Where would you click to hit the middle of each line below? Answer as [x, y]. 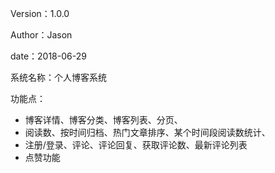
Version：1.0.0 [40, 13]
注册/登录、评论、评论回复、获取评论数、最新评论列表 [136, 145]
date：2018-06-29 [48, 56]
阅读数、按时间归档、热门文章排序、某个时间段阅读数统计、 [147, 132]
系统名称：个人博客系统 [58, 77]
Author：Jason [41, 35]
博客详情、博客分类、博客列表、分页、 [103, 120]
